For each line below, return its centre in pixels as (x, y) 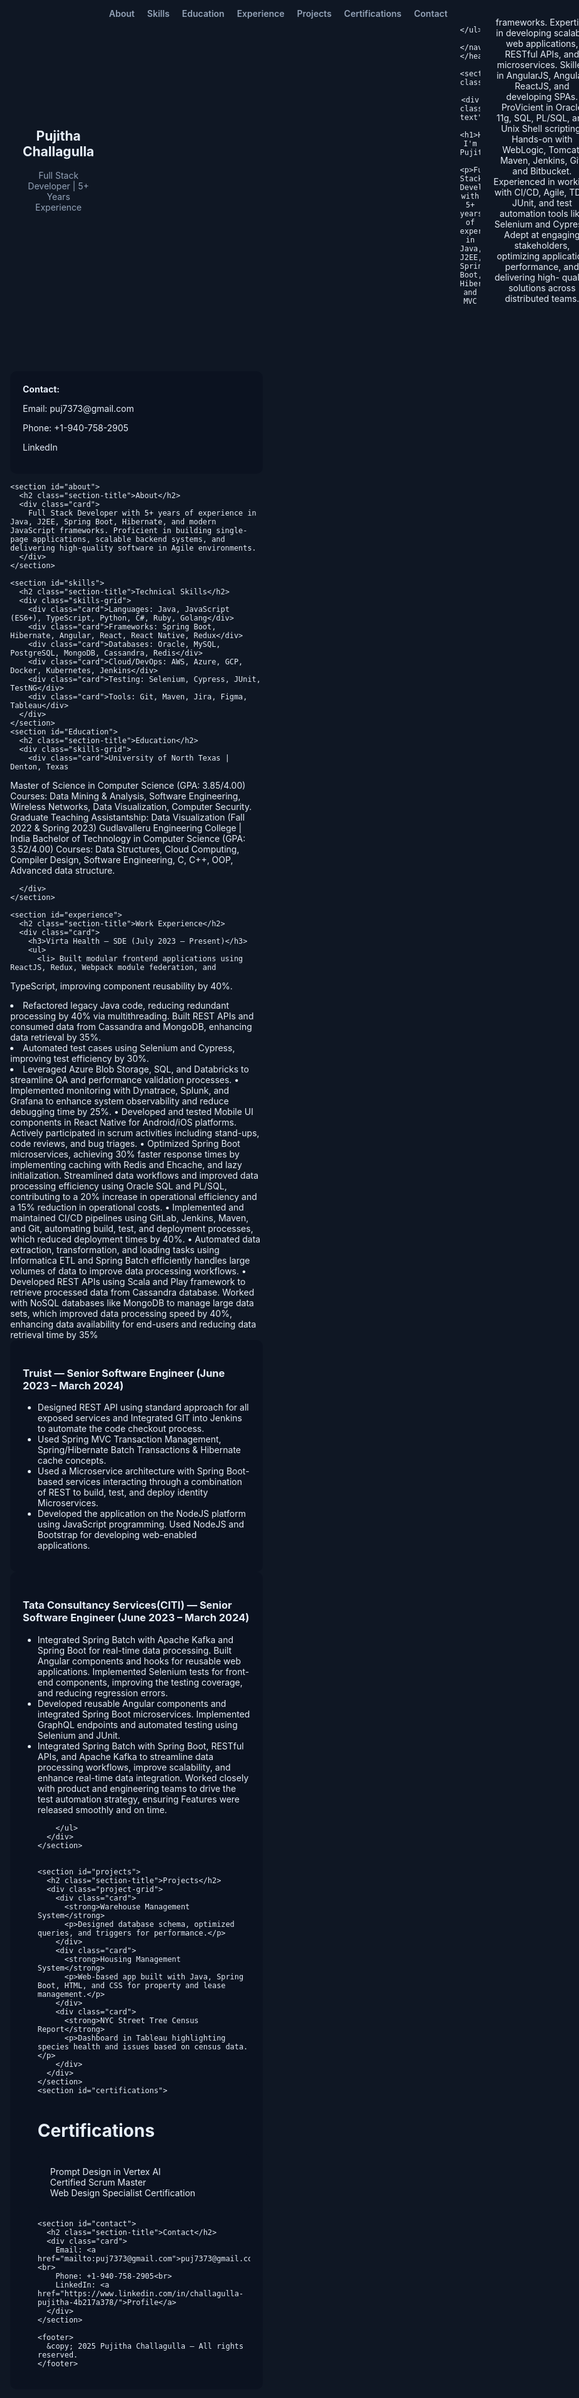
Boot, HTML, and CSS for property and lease (131, 1985)
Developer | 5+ (58, 186)
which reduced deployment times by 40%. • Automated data (135, 1239)
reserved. (58, 2355)
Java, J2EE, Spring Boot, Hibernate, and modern (113, 522)
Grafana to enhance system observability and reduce (119, 1101)
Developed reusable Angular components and (132, 1703)
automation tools (534, 213)
